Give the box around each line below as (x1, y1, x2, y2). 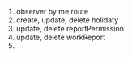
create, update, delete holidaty (15, 15, 119, 25)
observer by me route (15, 7, 89, 16)
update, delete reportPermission (15, 24, 124, 33)
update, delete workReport (15, 32, 106, 42)
